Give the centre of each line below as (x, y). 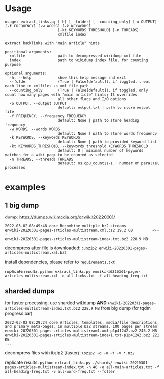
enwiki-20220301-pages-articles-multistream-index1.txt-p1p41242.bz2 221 (82, 335)
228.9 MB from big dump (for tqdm (116, 308)
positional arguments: (28, 52)
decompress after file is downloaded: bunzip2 (51, 248)
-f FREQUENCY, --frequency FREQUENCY (48, 116)
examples (25, 187)
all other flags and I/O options (92, 99)
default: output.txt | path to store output (104, 108)
